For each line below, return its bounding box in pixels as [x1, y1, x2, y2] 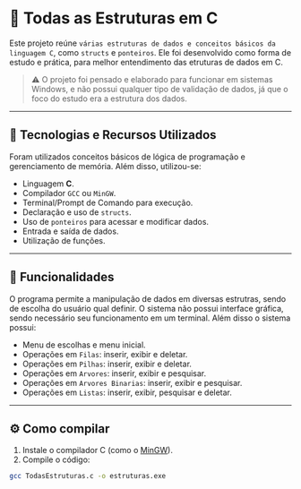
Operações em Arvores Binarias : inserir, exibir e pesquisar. [21, 377, 243, 388]
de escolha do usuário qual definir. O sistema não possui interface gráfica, [9, 303, 284, 313]
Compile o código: [21, 454, 90, 465]
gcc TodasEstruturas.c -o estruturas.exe [9, 472, 167, 481]
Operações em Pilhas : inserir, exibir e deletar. [21, 358, 193, 369]
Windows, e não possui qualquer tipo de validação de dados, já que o [30, 83, 288, 94]
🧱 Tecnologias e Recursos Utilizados [9, 127, 217, 142]
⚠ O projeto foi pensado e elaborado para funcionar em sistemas [30, 73, 273, 84]
